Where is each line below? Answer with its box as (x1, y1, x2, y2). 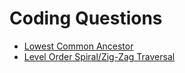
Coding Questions (9, 7, 163, 30)
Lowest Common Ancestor (23, 40, 134, 52)
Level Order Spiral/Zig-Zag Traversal (23, 50, 176, 62)
